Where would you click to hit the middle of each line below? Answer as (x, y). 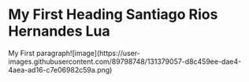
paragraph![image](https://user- (88, 53)
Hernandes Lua (59, 31)
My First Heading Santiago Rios (113, 15)
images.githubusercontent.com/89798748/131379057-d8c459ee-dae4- (125, 61)
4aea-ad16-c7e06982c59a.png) (60, 69)
